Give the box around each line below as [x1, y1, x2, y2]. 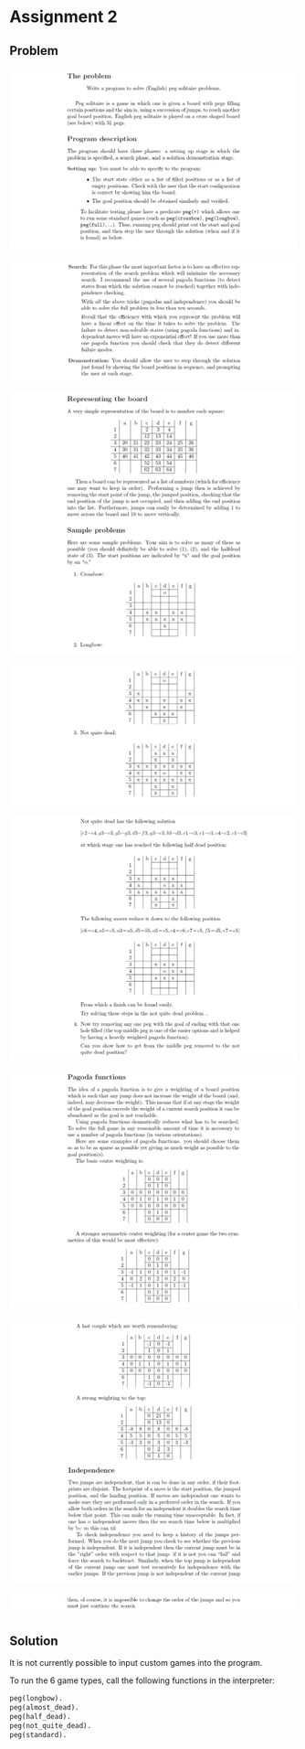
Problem [9, 43, 59, 59]
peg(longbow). [9, 1694, 64, 1703]
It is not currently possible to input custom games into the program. [9, 1658, 263, 1669]
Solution [9, 1633, 58, 1648]
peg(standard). [9, 1731, 68, 1740]
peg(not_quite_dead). [9, 1722, 92, 1731]
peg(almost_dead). [9, 1703, 79, 1712]
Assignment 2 [9, 6, 118, 27]
